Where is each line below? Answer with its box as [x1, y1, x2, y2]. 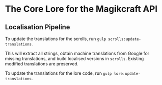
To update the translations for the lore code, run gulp [5, 70, 112, 76]
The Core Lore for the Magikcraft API [5, 3, 158, 15]
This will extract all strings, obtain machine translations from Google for [5, 50, 150, 56]
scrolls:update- [108, 37, 141, 42]
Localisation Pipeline [5, 23, 70, 31]
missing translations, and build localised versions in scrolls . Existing [5, 56, 144, 62]
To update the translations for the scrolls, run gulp [5, 36, 107, 42]
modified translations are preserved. [5, 61, 79, 66]
